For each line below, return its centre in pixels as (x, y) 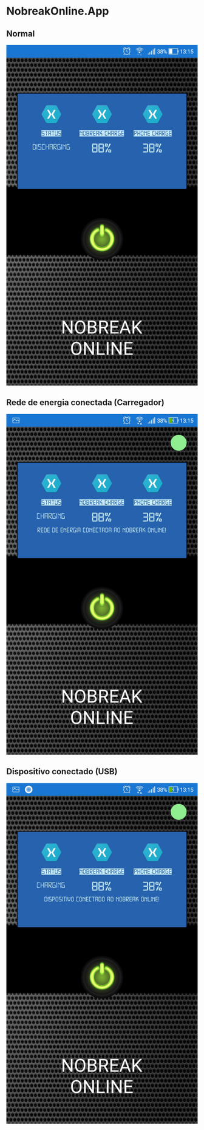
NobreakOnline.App (58, 11)
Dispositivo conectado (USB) (62, 771)
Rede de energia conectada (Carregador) (86, 403)
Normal (21, 34)
